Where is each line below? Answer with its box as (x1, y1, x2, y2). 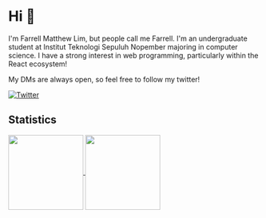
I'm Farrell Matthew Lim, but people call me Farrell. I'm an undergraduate (8, 34, 248, 43)
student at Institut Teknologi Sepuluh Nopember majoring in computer (8, 42, 238, 51)
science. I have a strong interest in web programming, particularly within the (8, 50, 259, 60)
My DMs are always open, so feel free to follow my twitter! (8, 74, 200, 84)
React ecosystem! (8, 59, 68, 69)
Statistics (8, 113, 58, 127)
